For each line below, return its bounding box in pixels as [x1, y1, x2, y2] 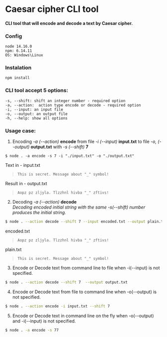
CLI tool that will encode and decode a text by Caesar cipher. [5, 20, 133, 26]
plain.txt [5, 246, 22, 252]
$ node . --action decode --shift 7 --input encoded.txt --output [5, 219, 146, 224]
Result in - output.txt [5, 180, 47, 186]
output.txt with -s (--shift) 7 [30, 143, 88, 150]
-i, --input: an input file [5, 107, 64, 112]
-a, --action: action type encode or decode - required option [5, 103, 141, 108]
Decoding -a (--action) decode [12, 199, 77, 205]
